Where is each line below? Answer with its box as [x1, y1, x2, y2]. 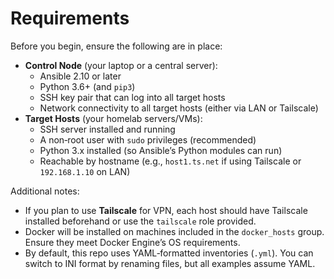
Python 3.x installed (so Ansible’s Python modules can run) [39, 144, 283, 156]
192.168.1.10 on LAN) [39, 165, 131, 177]
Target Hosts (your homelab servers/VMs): [24, 112, 203, 124]
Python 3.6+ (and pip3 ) [39, 80, 136, 92]
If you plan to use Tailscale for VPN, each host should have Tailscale [24, 204, 308, 216]
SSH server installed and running [39, 123, 176, 135]
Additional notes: [10, 185, 80, 197]
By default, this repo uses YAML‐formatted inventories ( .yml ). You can [24, 247, 314, 259]
